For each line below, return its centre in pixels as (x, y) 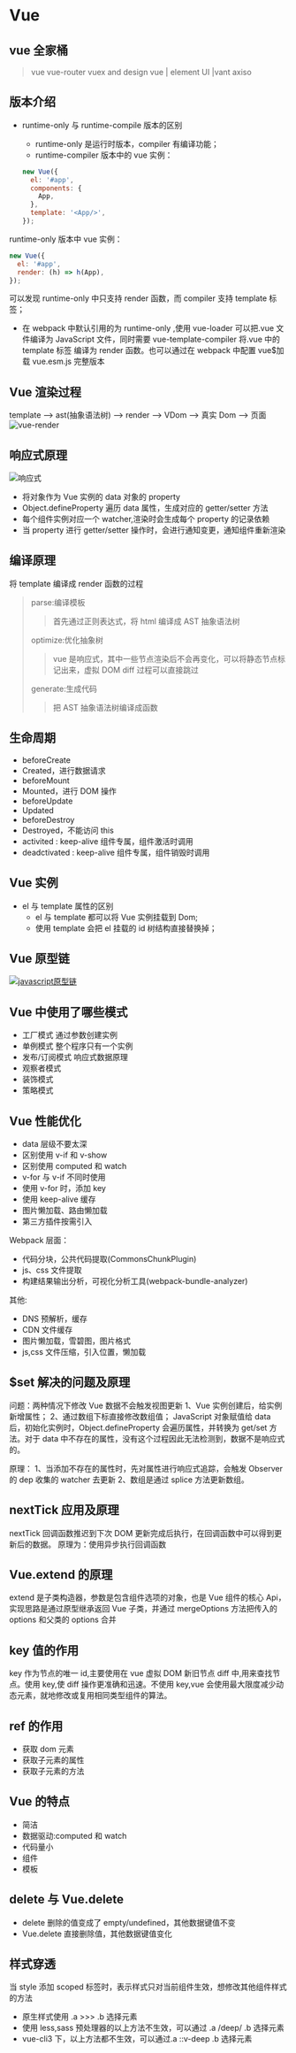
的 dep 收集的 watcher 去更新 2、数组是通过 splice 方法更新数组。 (129, 1480)
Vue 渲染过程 (46, 392)
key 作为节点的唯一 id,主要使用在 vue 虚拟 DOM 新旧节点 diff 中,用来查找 (141, 1673)
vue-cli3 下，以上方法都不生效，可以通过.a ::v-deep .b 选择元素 (137, 2039)
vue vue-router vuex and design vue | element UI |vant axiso (141, 72)
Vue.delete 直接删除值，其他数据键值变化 (97, 1934)
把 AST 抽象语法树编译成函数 (106, 707)
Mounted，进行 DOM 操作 (69, 791)
